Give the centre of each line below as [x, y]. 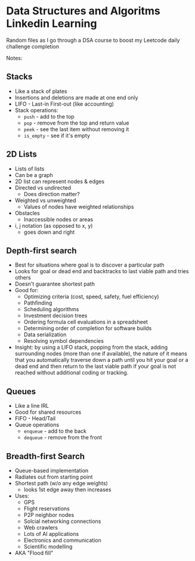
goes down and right [49, 232]
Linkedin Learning [52, 24]
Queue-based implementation [52, 470]
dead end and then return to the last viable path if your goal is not [95, 366]
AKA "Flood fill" [34, 553]
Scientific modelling [48, 546]
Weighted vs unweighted [45, 200]
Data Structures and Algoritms [83, 11]
